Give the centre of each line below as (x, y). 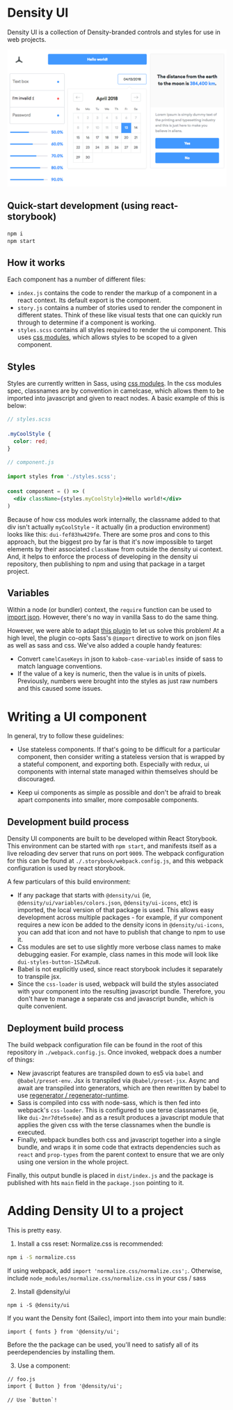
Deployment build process (65, 1028)
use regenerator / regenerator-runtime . (73, 1095)
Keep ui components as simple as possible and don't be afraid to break (119, 792)
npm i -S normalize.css (42, 1257)
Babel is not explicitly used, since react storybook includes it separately (120, 969)
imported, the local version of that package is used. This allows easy (115, 910)
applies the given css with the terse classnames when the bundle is (114, 1125)
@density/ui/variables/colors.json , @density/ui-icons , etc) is (107, 902)
